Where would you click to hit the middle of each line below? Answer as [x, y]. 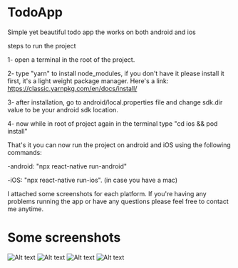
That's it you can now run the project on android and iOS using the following [119, 145]
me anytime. [26, 209]
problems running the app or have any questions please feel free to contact [118, 201]
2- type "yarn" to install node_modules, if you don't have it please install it [116, 73]
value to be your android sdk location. [63, 109]
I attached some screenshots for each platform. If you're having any [107, 193]
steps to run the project [42, 45]
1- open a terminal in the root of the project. [71, 59]
